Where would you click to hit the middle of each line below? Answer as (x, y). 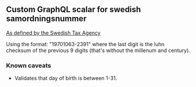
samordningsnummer (46, 19)
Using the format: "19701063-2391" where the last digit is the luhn (85, 44)
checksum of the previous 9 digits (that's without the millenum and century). (98, 50)
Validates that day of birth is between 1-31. (66, 78)
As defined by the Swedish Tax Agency (53, 33)
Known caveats (29, 65)
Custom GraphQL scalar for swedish (74, 10)
